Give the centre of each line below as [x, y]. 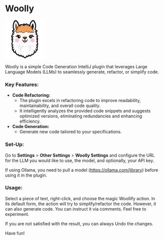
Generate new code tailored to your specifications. [70, 132]
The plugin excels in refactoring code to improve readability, [80, 101]
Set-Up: [15, 144]
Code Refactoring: [31, 95]
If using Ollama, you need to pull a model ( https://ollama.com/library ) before [82, 170]
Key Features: [22, 84]
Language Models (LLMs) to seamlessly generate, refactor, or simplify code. [82, 72]
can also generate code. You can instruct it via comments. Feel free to [76, 209]
